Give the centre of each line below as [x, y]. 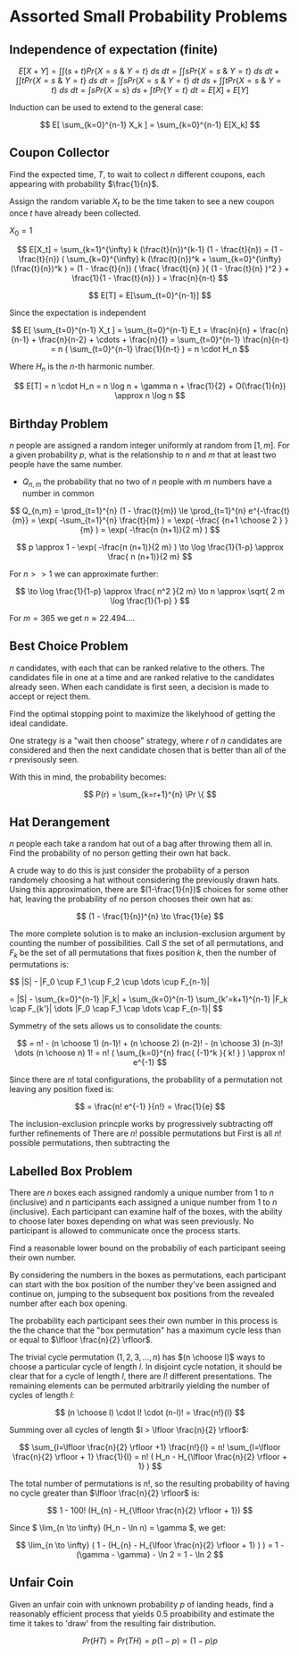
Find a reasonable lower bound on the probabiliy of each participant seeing [147, 1248]
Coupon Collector [59, 153]
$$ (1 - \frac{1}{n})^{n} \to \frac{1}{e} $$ [150, 917]
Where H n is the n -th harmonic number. [82, 367]
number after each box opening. [68, 1303]
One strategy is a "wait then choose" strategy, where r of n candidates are [146, 740]
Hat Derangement [59, 822]
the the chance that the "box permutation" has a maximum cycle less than [145, 1330]
